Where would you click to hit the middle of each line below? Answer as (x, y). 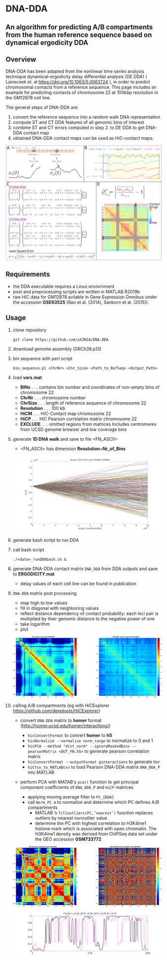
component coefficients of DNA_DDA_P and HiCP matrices (77, 787)
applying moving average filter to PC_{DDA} (71, 797)
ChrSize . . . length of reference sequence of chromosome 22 (83, 403)
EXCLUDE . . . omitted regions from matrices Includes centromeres (88, 424)
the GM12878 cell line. (28, 98)
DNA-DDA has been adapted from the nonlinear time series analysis (75, 71)
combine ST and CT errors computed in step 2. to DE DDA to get (79, 128)
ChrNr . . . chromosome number (53, 397)
